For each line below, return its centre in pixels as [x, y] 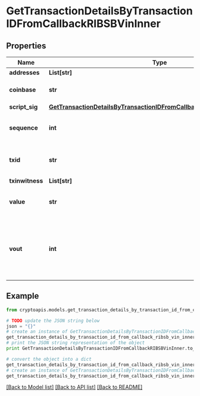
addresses [24, 73]
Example [23, 296]
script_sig [24, 107]
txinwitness [26, 181]
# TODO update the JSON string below [53, 321]
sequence [24, 128]
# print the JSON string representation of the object [76, 343]
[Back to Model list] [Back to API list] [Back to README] [74, 387]
